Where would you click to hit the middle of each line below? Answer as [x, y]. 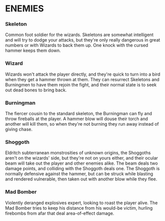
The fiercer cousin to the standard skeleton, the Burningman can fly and [79, 114]
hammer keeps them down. [33, 50]
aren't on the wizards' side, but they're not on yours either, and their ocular [82, 158]
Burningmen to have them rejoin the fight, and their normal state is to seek [81, 85]
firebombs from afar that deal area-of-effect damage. [60, 213]
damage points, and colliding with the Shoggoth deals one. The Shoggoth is [82, 169]
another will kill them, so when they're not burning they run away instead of [82, 124]
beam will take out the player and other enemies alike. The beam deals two [82, 163]
